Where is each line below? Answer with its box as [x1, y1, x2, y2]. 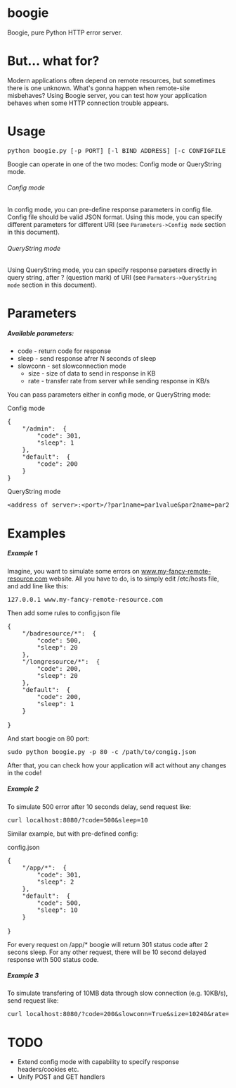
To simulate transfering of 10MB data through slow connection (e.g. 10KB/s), [7, 989, 228, 998]
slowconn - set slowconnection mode [17, 361, 126, 371]
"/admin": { [22, 425, 67, 433]
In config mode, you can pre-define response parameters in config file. [7, 206, 213, 214]
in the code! [7, 768, 42, 777]
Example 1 [7, 549, 38, 557]
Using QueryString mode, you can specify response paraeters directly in [7, 266, 217, 274]
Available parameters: [7, 329, 74, 338]
